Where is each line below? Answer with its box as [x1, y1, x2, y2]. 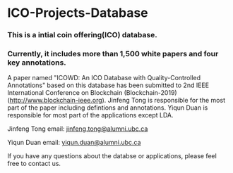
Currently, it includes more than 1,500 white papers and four [7, 49, 219, 59]
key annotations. [7, 58, 67, 68]
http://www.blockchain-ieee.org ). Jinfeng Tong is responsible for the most [9, 96, 226, 105]
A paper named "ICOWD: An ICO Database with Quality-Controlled [7, 74, 201, 82]
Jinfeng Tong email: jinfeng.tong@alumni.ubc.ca [7, 124, 148, 133]
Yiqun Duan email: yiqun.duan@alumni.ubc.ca [7, 139, 141, 147]
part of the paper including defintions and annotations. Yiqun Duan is [7, 103, 208, 112]
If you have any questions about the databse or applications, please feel [7, 152, 217, 160]
